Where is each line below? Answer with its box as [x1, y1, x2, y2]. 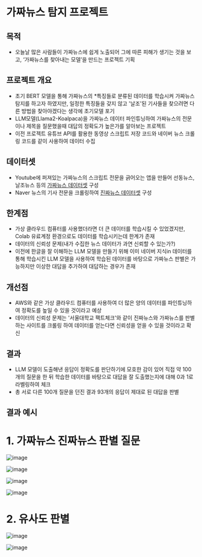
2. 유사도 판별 [6, 512, 70, 526]
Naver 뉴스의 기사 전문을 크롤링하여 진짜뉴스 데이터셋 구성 [14, 189, 152, 196]
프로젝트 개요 [6, 75, 52, 85]
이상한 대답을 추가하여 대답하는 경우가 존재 [35, 263, 136, 270]
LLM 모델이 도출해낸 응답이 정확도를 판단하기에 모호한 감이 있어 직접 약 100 [14, 366, 192, 373]
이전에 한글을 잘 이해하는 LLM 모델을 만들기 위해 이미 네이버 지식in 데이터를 [14, 248, 192, 255]
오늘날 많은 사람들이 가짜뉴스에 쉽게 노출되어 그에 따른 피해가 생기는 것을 [14, 49, 185, 55]
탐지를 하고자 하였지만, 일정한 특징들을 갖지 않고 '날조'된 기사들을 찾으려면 [14, 100, 188, 107]
